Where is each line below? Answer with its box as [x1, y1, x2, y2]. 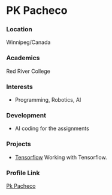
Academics [6, 54, 40, 62]
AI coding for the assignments [14, 125, 90, 132]
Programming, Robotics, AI [14, 96, 81, 104]
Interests [6, 82, 33, 91]
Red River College [6, 67, 51, 75]
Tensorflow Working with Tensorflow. [14, 153, 107, 161]
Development [6, 111, 47, 119]
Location [6, 25, 33, 34]
